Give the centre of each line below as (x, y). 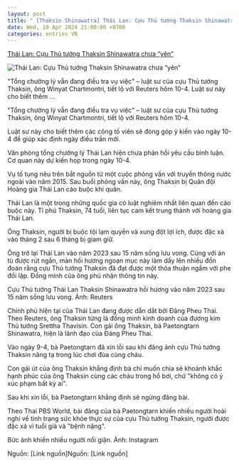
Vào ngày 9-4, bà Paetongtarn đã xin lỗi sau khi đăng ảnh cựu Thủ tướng (114, 347)
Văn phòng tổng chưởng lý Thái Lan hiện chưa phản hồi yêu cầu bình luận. (116, 153)
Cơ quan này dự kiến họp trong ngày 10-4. (69, 160)
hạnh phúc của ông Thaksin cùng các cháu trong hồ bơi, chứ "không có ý (115, 376)
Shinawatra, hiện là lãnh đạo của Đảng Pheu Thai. (80, 334)
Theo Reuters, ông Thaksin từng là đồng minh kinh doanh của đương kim (114, 318)
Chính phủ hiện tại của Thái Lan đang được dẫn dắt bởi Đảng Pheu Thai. (113, 311)
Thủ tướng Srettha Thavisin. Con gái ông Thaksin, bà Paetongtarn (103, 326)
